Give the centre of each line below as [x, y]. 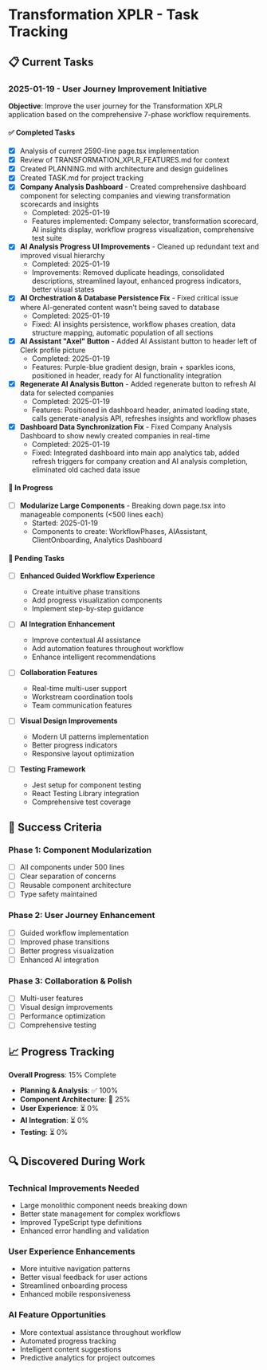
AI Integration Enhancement [67, 624]
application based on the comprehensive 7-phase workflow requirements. [130, 114]
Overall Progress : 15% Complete [63, 1075]
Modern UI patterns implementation [90, 737]
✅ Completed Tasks [42, 132]
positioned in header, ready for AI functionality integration [126, 375]
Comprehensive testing [58, 1025]
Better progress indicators [75, 745]
